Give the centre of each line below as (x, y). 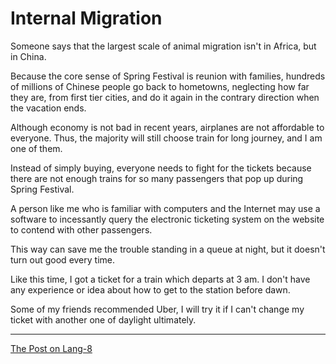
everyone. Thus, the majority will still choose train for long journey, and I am (166, 138)
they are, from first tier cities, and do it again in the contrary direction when (165, 97)
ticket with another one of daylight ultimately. (103, 319)
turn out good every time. (63, 259)
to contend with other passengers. (81, 229)
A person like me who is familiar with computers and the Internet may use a (165, 208)
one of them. (36, 148)
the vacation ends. (48, 108)
